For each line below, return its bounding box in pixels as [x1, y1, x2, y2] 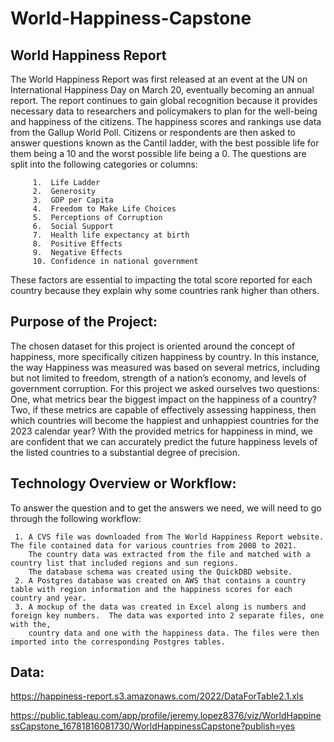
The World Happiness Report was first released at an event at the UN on [10, 73, 308, 85]
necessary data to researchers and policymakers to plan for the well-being [10, 105, 318, 117]
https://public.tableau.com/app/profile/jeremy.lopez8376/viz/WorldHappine [10, 710, 322, 722]
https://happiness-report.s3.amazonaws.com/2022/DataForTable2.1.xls [10, 690, 304, 702]
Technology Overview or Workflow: [10, 475, 237, 492]
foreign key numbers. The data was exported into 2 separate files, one [10, 610, 325, 621]
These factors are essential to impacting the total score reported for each [10, 274, 313, 286]
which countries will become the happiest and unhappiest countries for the [10, 414, 320, 426]
